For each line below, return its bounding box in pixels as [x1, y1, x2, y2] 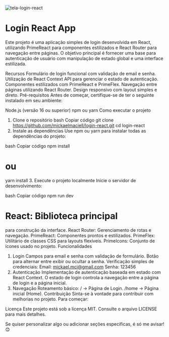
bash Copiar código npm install [5, 143, 70, 149]
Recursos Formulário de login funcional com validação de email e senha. [5, 70, 156, 76]
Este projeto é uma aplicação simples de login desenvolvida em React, [5, 39, 152, 45]
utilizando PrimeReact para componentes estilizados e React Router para [5, 45, 157, 51]
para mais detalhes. [5, 311, 46, 317]
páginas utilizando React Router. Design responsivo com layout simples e [5, 87, 157, 93]
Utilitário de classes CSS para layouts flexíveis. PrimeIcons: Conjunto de [5, 238, 155, 244]
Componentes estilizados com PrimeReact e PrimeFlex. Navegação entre [5, 81, 157, 87]
